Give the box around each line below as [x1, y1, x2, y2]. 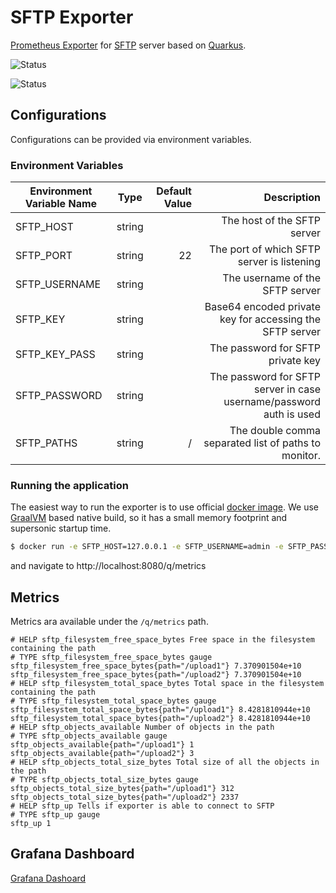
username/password [223, 395, 321, 409]
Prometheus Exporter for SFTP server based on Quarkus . [10, 39, 247, 51]
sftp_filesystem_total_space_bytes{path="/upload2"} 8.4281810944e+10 [10, 714, 311, 724]
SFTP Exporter [10, 6, 134, 29]
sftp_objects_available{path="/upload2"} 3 [10, 749, 195, 759]
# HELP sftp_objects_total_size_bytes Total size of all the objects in [10, 757, 320, 768]
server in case [253, 382, 321, 396]
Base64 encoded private [204, 300, 321, 314]
